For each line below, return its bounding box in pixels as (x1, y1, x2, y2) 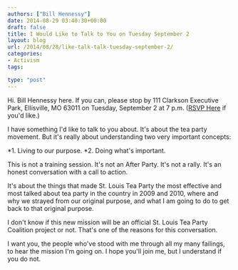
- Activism (7, 57, 40, 64)
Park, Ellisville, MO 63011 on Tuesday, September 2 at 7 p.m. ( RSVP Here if (7, 103, 227, 112)
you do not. (7, 254, 41, 263)
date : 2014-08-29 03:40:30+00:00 (7, 17, 107, 24)
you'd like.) (7, 111, 41, 120)
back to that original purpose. (7, 204, 94, 212)
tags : (7, 63, 24, 71)
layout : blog (7, 37, 46, 44)
